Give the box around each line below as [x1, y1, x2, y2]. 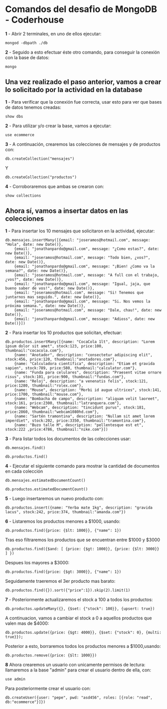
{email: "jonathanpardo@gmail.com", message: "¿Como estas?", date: [14, 246, 160, 251]
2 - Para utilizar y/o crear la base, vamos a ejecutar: [5, 123, 112, 129]
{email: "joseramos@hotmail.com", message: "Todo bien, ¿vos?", [14, 255, 151, 260]
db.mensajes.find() [5, 445, 46, 450]
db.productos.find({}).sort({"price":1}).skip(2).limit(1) [5, 587, 131, 593]
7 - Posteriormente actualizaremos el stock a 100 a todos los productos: [5, 596, 153, 602]
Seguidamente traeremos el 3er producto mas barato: [5, 578, 116, 584]
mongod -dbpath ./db [5, 40, 48, 46]
